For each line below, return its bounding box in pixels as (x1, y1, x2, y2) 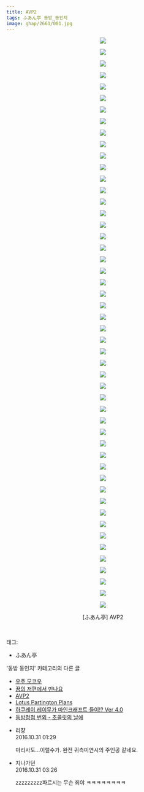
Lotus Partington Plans (15, 699, 73, 706)
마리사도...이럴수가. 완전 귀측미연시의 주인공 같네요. (15, 747, 138, 754)
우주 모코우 (15, 678, 42, 685)
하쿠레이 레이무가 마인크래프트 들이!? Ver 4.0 (15, 706, 124, 713)
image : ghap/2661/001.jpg (6, 20, 72, 26)
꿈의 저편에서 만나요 (15, 685, 63, 693)
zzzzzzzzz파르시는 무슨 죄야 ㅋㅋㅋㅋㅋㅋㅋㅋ (15, 779, 126, 786)
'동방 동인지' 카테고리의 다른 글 (6, 664, 80, 672)
